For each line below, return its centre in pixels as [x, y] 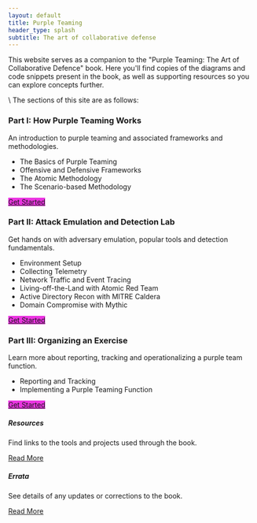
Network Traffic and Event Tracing [75, 280]
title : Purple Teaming [45, 23]
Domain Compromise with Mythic [73, 305]
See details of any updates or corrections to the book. [95, 496]
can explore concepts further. [56, 85]
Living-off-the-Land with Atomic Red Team [89, 287]
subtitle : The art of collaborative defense [82, 37]
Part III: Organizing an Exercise [68, 340]
